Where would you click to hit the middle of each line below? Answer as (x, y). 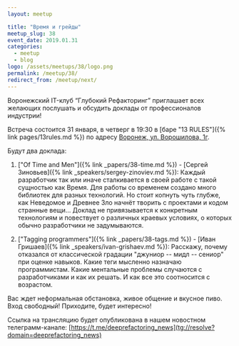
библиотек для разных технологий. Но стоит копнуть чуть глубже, (119, 195)
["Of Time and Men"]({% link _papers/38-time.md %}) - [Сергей (113, 164)
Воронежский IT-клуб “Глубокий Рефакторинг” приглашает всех (106, 100)
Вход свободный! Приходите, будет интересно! (80, 306)
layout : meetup (30, 14)
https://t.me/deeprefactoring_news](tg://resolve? (143, 327)
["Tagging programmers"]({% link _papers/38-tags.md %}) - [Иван (117, 239)
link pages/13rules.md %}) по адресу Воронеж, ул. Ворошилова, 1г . (108, 137)
